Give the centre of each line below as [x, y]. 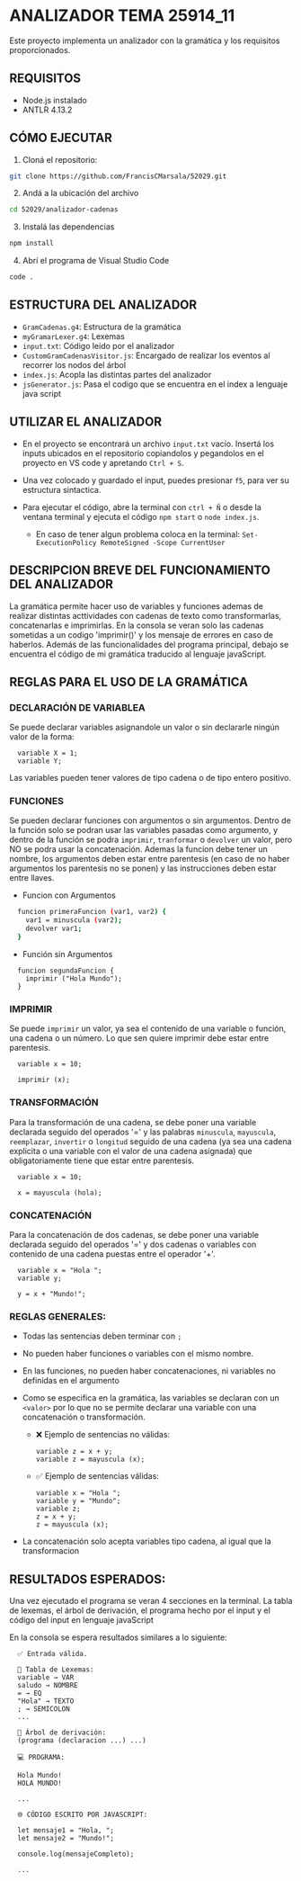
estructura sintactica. [62, 489]
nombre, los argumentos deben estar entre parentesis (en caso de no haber [150, 859]
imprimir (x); [44, 1080]
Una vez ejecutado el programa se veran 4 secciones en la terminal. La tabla [151, 1600]
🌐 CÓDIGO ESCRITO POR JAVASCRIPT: [83, 1814]
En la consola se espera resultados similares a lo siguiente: [118, 1637]
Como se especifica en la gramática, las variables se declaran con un [151, 1398]
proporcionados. [40, 49]
